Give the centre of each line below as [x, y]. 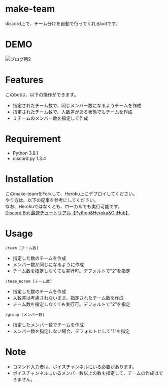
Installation [29, 179]
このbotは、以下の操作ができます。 [42, 94]
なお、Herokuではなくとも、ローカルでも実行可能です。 [64, 206]
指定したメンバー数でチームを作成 [48, 325]
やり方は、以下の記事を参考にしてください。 [52, 200]
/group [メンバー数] [25, 315]
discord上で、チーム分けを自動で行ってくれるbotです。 [63, 23]
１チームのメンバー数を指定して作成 [50, 118]
